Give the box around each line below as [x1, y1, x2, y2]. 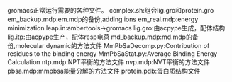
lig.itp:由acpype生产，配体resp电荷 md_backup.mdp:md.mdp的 [7, 33, 193, 41]
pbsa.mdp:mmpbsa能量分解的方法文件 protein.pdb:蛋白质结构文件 [7, 66, 201, 75]
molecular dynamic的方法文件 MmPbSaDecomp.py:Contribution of [15, 42, 210, 49]
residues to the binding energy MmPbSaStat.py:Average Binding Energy [7, 49, 218, 58]
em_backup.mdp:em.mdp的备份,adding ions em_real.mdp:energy [7, 15, 199, 23]
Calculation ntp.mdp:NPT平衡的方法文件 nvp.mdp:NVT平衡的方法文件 [7, 58, 211, 66]
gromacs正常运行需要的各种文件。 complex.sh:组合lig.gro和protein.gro [7, 6, 214, 14]
